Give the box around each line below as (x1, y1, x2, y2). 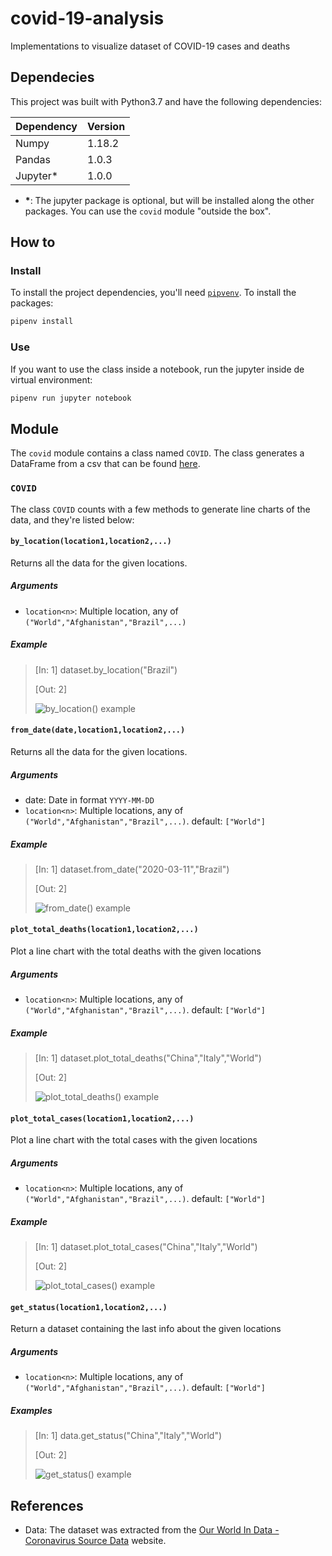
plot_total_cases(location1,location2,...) (10, 1113, 195, 1124)
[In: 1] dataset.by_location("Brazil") (34, 663, 178, 676)
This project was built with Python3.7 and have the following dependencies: (10, 95, 322, 107)
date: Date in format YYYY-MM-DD (24, 793, 155, 806)
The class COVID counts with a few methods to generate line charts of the (10, 503, 311, 515)
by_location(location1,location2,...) (10, 537, 172, 547)
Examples (10, 1404, 53, 1416)
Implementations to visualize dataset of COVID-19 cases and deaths (10, 40, 291, 52)
